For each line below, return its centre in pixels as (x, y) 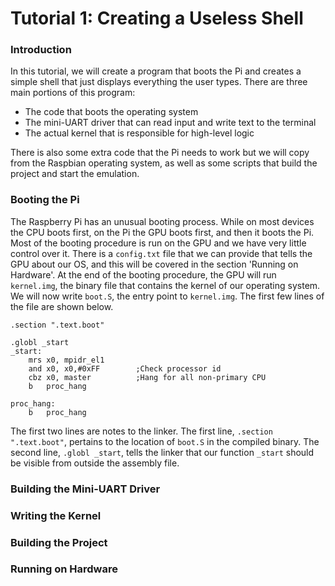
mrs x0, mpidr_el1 (66, 360)
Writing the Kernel (56, 515)
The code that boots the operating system (111, 112)
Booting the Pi (45, 200)
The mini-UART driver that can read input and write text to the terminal (170, 123)
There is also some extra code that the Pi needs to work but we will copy (160, 153)
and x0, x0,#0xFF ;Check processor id (125, 368)
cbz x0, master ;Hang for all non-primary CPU (147, 377)
